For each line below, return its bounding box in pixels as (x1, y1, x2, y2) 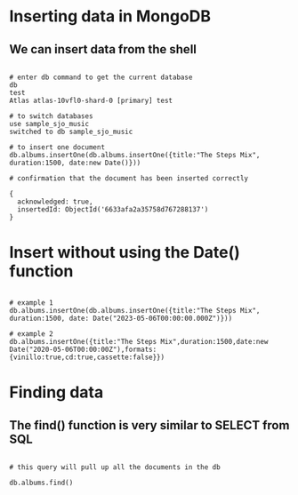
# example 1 (9, 298, 53, 307)
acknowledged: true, (17, 197, 93, 206)
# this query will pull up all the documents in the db (9, 462, 221, 472)
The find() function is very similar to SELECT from (9, 418, 290, 433)
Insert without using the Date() (9, 243, 240, 263)
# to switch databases (9, 112, 93, 121)
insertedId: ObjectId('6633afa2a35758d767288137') (17, 205, 209, 214)
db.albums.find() (9, 478, 74, 487)
